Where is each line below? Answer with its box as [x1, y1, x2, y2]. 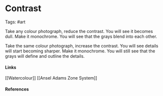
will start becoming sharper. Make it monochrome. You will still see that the [5, 48, 156, 54]
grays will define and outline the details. [5, 53, 85, 59]
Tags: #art [5, 19, 26, 25]
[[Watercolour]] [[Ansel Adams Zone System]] [5, 75, 97, 81]
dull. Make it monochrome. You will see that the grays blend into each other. [5, 33, 157, 39]
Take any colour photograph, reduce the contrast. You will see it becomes [5, 28, 153, 34]
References [5, 86, 29, 92]
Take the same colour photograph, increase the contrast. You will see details [5, 43, 159, 48]
